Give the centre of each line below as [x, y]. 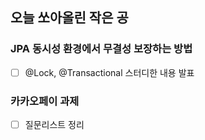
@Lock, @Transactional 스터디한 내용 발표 [109, 72]
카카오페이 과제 [45, 101]
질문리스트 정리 [54, 125]
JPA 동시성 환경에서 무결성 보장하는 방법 [101, 49]
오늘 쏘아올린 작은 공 [69, 18]
